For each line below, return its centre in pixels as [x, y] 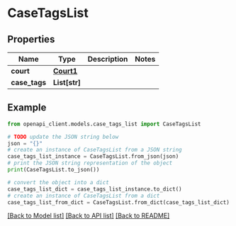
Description [108, 59]
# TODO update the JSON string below [63, 137]
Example [27, 108]
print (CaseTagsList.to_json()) [54, 170]
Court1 [65, 71]
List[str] [67, 83]
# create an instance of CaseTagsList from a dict [84, 196]
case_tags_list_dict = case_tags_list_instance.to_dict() [95, 189]
